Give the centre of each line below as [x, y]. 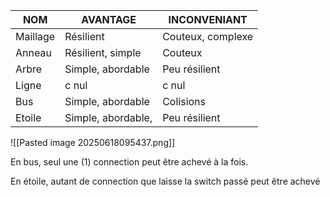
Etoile [28, 117]
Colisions [184, 101]
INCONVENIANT [208, 19]
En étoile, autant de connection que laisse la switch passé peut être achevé [165, 181]
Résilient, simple [103, 52]
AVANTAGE [109, 19]
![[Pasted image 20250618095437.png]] [93, 142]
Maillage [35, 36]
